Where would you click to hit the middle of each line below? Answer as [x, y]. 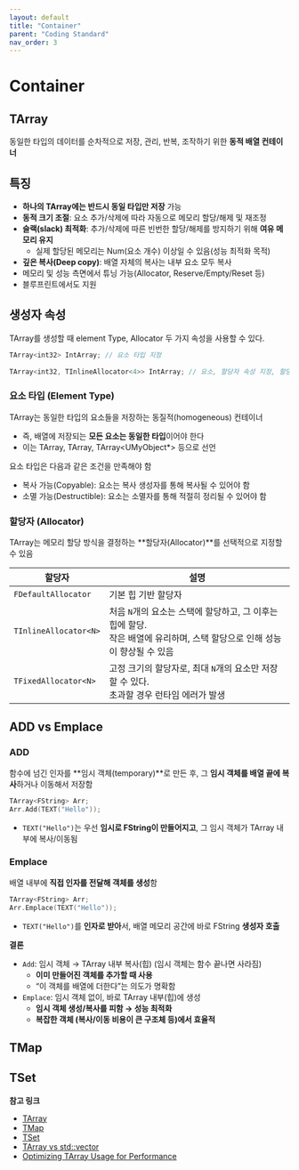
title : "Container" [45, 26]
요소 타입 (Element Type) [62, 396]
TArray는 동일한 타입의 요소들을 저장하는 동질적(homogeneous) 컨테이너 [136, 417]
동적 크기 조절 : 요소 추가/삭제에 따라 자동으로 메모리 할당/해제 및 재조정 [144, 218]
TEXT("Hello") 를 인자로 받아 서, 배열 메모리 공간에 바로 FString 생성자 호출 [151, 925]
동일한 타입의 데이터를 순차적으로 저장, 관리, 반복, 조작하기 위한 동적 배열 [135, 141]
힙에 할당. [128, 625]
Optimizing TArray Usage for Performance [99, 1156]
